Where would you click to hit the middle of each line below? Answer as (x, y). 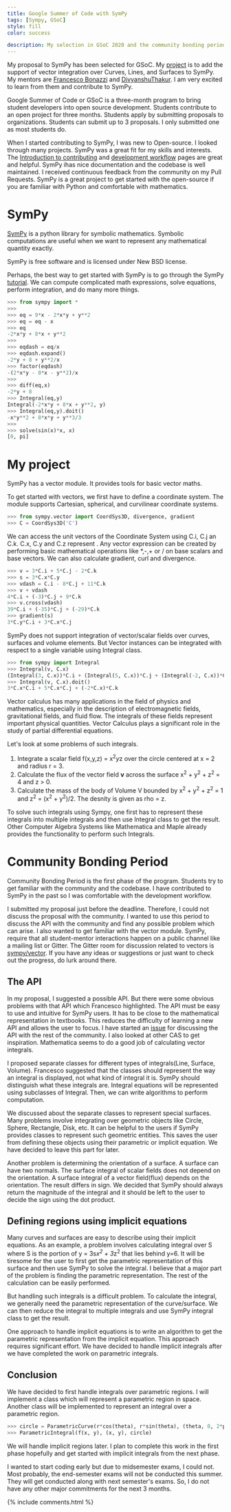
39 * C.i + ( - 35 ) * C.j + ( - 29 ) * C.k (53, 610)
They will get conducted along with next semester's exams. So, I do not (108, 1481)
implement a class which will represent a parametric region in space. (104, 1399)
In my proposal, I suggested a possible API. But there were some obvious (111, 998)
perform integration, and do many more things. (73, 289)
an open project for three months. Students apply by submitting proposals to (115, 115)
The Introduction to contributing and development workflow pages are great (115, 157)
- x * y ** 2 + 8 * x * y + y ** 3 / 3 (44, 418)
